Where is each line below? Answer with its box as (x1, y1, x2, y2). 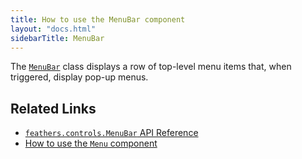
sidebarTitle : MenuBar (10, 33, 105, 43)
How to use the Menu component (24, 137, 158, 150)
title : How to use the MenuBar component (10, 14, 186, 25)
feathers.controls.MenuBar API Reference (24, 127, 199, 139)
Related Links (10, 100, 97, 117)
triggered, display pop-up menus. (10, 71, 149, 83)
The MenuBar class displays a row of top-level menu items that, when (10, 61, 292, 73)
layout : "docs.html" (10, 24, 97, 34)
